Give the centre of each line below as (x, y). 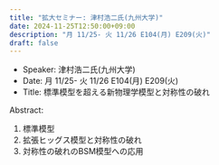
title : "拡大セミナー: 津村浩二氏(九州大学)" (86, 18)
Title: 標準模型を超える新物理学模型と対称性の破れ (116, 92)
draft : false (34, 43)
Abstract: (26, 110)
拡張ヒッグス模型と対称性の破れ (82, 140)
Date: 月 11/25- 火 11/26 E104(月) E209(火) (100, 81)
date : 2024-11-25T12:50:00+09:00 (72, 26)
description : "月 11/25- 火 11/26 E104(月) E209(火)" (110, 34)
